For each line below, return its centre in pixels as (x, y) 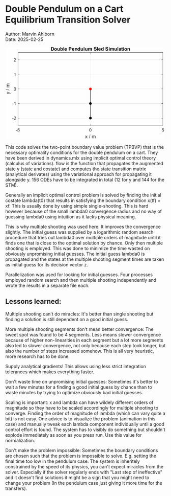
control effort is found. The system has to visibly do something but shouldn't (85, 430)
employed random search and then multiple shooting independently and (81, 280)
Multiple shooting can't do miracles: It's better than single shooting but (79, 314)
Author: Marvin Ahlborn (30, 34)
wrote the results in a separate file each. (48, 285)
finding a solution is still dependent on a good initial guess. (67, 319)
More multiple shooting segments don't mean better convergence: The (79, 329)
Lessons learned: (33, 301)
